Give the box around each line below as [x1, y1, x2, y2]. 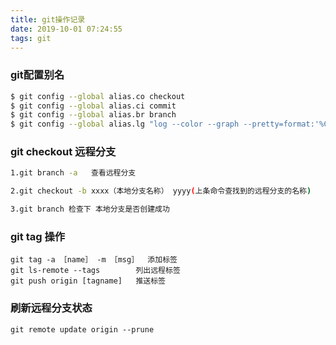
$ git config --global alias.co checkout [10, 91, 186, 101]
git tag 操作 [10, 230, 66, 244]
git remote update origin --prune [10, 324, 155, 335]
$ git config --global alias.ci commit [10, 101, 177, 111]
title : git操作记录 [10, 14, 86, 25]
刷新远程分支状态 [10, 301, 93, 315]
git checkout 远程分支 [10, 145, 117, 159]
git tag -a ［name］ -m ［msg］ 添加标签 [10, 255, 178, 265]
